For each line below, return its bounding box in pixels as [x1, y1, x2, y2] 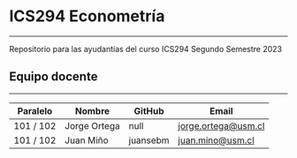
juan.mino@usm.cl [178, 134, 255, 147]
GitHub [133, 104, 165, 117]
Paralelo [17, 104, 53, 117]
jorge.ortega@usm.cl [178, 119, 265, 132]
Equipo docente [9, 69, 98, 85]
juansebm [128, 134, 170, 147]
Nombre [74, 104, 110, 117]
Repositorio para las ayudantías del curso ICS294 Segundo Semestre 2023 [9, 43, 283, 54]
